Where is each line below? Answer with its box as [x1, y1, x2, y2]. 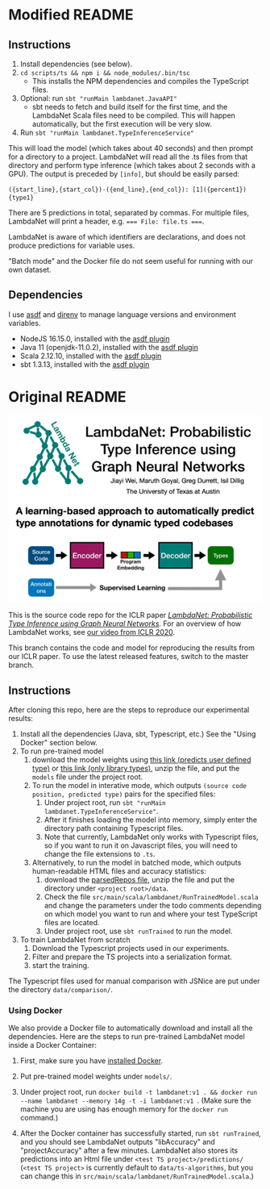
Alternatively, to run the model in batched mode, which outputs [31, 857, 242, 868]
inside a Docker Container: [8, 1041, 97, 1050]
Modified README [8, 6, 135, 24]
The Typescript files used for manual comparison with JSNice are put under [8, 976, 260, 986]
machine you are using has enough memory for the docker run [19, 1104, 228, 1114]
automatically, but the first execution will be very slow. [31, 119, 212, 128]
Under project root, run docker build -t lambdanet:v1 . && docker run [19, 1087, 258, 1097]
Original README [8, 388, 127, 406]
